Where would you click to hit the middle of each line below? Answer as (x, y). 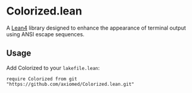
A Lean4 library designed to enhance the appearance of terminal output (96, 28)
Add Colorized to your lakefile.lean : (53, 68)
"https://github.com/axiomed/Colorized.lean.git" (70, 84)
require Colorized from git (42, 79)
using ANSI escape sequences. (46, 34)
